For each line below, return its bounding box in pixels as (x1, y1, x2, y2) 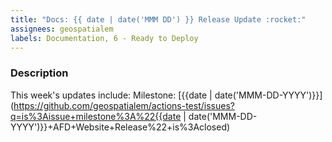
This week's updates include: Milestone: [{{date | (10, 89, 213, 101)
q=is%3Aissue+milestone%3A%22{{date (10, 110, 182, 122)
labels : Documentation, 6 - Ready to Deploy (10, 33, 199, 43)
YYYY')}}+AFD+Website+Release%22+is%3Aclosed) (10, 121, 231, 133)
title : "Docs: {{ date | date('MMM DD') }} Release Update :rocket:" (10, 14, 307, 25)
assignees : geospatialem (10, 24, 114, 34)
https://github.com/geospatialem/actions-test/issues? (13, 99, 235, 111)
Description (10, 66, 69, 80)
